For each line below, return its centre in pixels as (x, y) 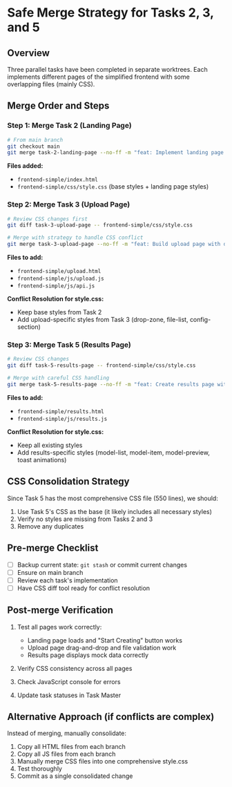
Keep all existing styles (50, 445)
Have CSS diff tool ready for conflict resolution (84, 588)
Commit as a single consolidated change (75, 776)
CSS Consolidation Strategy (68, 482)
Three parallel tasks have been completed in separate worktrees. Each (108, 69)
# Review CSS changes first (48, 219)
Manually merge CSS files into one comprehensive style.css (103, 761)
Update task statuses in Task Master (69, 695)
